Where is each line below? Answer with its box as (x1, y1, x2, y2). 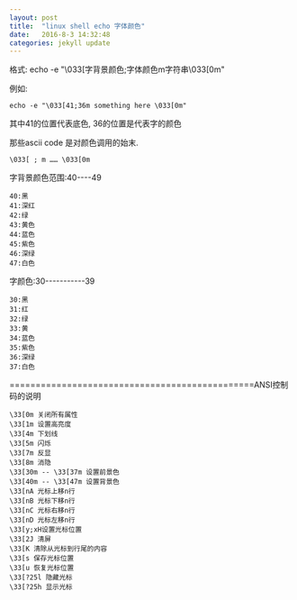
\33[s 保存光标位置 (9, 554, 75, 563)
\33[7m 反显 (9, 449, 51, 458)
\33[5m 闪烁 (9, 439, 51, 449)
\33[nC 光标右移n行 (9, 506, 76, 515)
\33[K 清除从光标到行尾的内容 (9, 544, 108, 554)
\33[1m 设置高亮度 (9, 420, 72, 429)
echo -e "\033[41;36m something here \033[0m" (9, 101, 187, 111)
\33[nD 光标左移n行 (9, 515, 76, 525)
